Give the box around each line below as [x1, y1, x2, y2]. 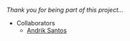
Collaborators [16, 19, 56, 27]
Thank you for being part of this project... [6, 6, 124, 14]
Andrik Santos [26, 27, 67, 34]
